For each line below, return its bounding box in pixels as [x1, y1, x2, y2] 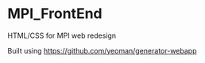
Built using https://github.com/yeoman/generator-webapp [7, 46, 197, 55]
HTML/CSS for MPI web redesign [7, 31, 117, 40]
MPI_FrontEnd [7, 5, 102, 23]
